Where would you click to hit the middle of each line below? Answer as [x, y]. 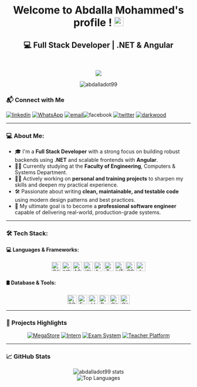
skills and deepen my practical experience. [66, 185]
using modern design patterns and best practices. [75, 199]
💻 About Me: [25, 136]
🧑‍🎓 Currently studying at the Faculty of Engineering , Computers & [95, 166]
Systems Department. [41, 172]
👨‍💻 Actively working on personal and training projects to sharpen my [99, 178]
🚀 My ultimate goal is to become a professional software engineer [96, 206]
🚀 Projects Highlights [37, 322]
